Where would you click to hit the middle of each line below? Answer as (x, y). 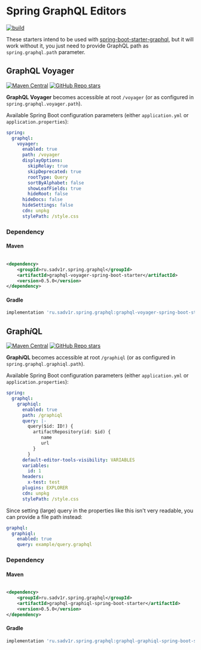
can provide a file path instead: (44, 517)
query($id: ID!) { (51, 427)
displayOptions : (42, 160)
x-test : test (44, 482)
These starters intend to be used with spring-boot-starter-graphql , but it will (100, 39)
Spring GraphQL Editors (66, 11)
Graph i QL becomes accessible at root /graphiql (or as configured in (91, 357)
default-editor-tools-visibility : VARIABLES (78, 460)
